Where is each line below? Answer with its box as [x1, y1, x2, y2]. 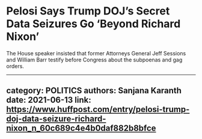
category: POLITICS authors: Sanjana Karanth [6, 85, 182, 96]
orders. [6, 62, 24, 70]
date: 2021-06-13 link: [6, 95, 91, 105]
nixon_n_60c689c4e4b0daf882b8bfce [6, 123, 156, 134]
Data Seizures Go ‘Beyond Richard [6, 17, 181, 31]
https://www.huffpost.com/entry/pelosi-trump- [6, 104, 190, 115]
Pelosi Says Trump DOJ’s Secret [6, 4, 170, 18]
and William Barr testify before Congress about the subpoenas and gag [6, 56, 183, 63]
